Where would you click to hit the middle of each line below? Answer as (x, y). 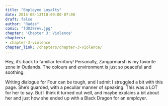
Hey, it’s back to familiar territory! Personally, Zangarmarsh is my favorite (80, 61)
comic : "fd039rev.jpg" (29, 29)
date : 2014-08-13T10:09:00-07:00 (40, 15)
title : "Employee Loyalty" (33, 10)
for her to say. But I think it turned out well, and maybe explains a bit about (82, 92)
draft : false (19, 19)
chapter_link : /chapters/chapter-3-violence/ (54, 47)
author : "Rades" (22, 24)
